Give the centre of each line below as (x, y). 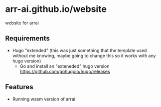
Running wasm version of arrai (44, 99)
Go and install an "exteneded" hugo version (65, 66)
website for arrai (22, 23)
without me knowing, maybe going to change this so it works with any (84, 55)
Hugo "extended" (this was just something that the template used (80, 50)
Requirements (27, 38)
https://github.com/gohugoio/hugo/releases (65, 71)
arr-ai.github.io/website (56, 9)
